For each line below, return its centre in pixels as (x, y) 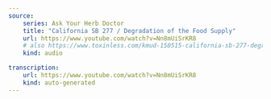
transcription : (34, 68)
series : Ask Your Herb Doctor (74, 23)
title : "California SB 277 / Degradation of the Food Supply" (129, 31)
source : (21, 16)
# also (34, 46)
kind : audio (43, 53)
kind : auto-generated (59, 82)
